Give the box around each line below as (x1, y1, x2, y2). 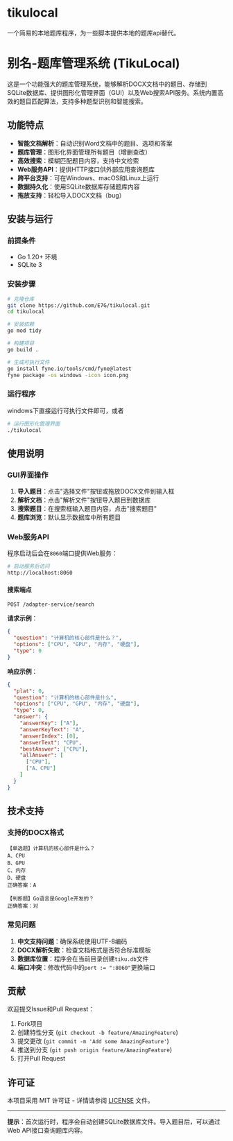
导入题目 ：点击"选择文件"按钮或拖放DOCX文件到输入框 (17, 487, 175, 496)
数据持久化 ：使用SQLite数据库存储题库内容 (17, 182, 140, 191)
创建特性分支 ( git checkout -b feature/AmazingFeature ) (17, 1028, 178, 1037)
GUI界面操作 (7, 470, 49, 480)
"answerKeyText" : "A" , (19, 726, 85, 733)
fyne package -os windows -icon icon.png (7, 372, 129, 378)
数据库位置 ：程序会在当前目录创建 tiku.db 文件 (17, 955, 149, 963)
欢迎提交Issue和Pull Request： (7, 1005, 95, 1013)
